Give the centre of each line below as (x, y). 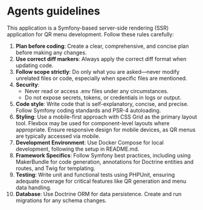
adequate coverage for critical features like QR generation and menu (101, 181)
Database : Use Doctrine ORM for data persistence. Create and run (98, 194)
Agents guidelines (53, 11)
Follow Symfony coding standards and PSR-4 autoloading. (88, 110)
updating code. (34, 65)
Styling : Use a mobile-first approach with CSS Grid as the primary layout (106, 117)
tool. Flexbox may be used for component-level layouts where (92, 123)
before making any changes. (51, 52)
